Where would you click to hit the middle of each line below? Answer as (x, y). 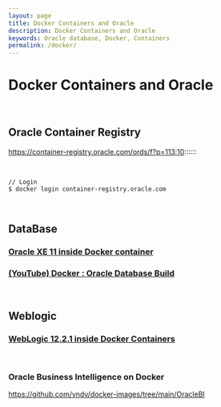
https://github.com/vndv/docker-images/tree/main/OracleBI (107, 394)
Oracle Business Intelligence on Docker (86, 377)
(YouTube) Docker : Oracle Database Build (91, 273)
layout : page (30, 16)
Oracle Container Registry (75, 133)
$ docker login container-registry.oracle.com (87, 189)
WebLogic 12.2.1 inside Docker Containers (92, 339)
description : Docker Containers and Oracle (82, 30)
